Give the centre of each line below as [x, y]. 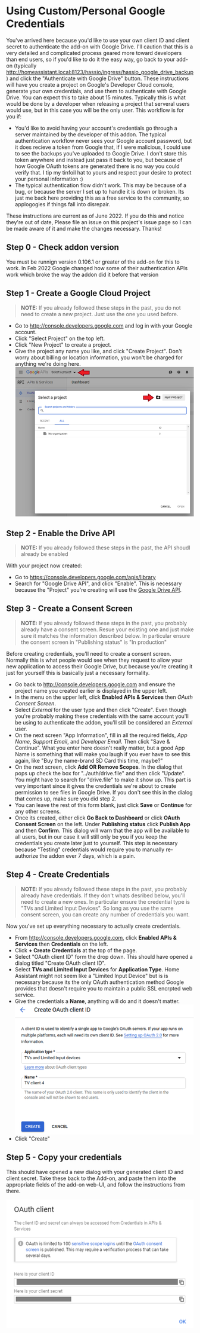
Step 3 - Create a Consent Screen [69, 609]
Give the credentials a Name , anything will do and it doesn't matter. [97, 1001]
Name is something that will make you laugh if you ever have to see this [102, 754]
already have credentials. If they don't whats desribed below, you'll [103, 895]
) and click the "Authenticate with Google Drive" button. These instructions [98, 78]
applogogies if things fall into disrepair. [62, 204]
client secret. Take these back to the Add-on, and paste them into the [91, 1178]
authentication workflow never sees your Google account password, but [103, 140]
